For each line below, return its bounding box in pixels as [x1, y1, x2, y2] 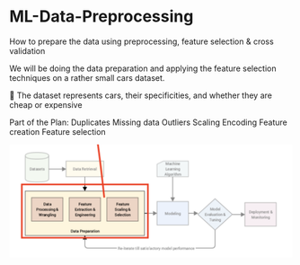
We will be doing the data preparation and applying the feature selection [9, 63, 277, 74]
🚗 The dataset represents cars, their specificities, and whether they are [9, 90, 272, 101]
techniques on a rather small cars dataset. [9, 72, 165, 83]
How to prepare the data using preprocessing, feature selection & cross [9, 36, 274, 47]
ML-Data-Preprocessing [9, 6, 194, 27]
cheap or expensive [9, 99, 83, 110]
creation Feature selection [9, 126, 106, 137]
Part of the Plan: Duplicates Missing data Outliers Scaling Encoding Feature [9, 117, 287, 128]
